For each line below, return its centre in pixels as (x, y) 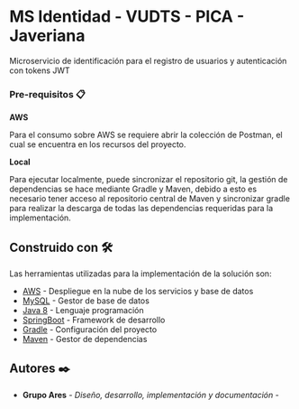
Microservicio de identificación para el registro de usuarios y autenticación (148, 60)
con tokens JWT (40, 70)
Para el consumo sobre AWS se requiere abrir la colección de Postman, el (146, 135)
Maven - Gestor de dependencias (85, 339)
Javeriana (47, 36)
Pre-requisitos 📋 (47, 94)
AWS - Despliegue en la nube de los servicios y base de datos (138, 292)
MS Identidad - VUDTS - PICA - (127, 17)
